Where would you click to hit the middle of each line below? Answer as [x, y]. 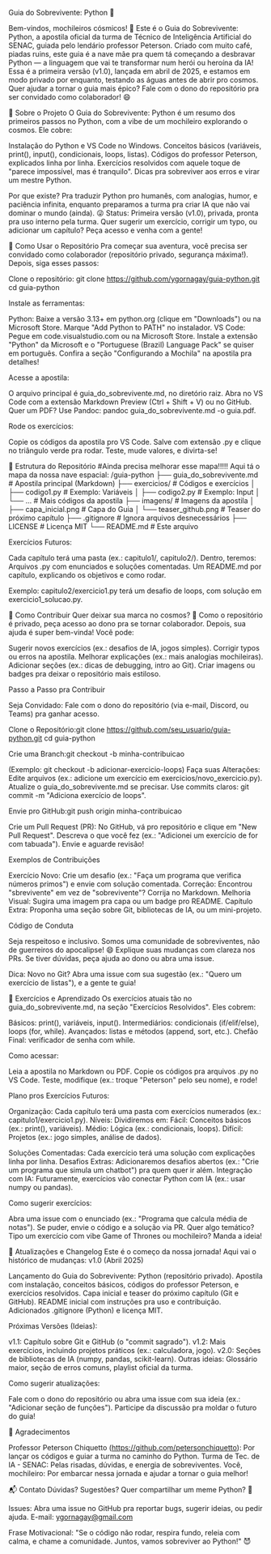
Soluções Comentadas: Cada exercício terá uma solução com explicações [132, 1153]
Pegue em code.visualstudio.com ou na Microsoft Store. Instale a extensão [133, 336]
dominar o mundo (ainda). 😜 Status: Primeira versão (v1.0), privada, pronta [133, 213]
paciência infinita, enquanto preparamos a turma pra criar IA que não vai [129, 204]
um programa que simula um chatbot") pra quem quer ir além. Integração [131, 1170]
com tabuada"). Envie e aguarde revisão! [76, 844]
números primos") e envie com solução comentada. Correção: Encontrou [131, 884]
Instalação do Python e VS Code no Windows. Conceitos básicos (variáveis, [135, 145]
